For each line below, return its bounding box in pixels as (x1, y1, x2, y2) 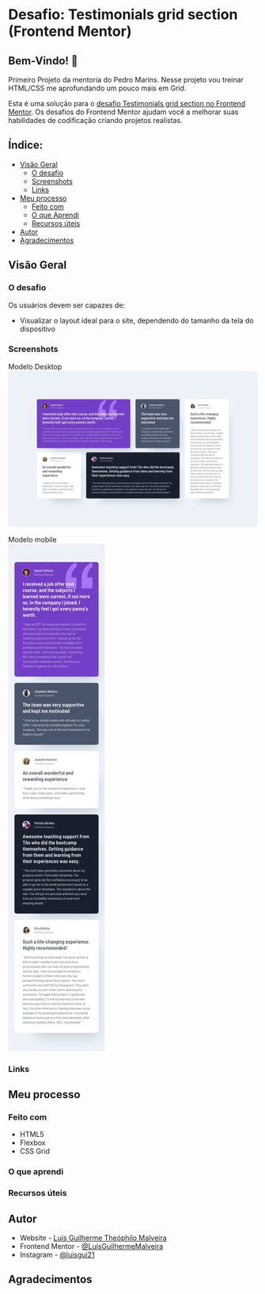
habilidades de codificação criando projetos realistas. (8, 116, 184, 124)
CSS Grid (19, 1147, 50, 1156)
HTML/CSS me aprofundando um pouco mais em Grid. (8, 83, 187, 93)
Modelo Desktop (8, 362, 62, 371)
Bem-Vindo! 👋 (8, 54, 78, 67)
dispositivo (19, 323, 55, 334)
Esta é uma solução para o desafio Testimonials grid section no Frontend (8, 99, 246, 108)
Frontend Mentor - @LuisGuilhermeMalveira (19, 1242, 164, 1251)
